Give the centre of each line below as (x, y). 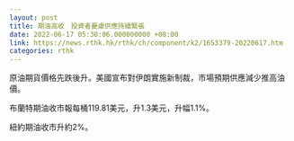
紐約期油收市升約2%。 (51, 128)
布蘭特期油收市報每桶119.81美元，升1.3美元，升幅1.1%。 (111, 108)
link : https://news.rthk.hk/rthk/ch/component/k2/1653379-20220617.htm (146, 43)
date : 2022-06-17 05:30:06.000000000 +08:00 (94, 34)
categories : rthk (42, 51)
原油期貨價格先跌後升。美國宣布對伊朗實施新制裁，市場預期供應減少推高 (143, 78)
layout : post (34, 18)
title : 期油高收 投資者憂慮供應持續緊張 (77, 26)
